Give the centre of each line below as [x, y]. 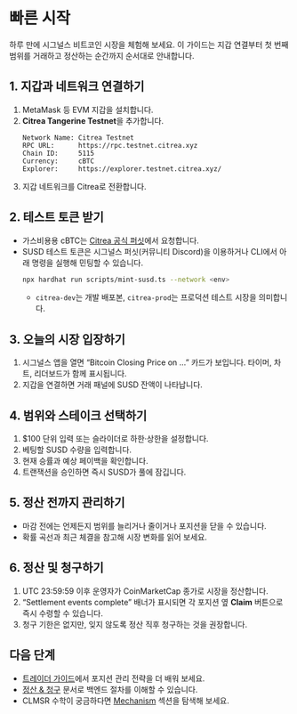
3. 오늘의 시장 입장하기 [68, 339]
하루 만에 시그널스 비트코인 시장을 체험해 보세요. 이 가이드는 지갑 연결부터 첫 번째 [149, 45]
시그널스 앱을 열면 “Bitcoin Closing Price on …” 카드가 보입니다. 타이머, [147, 362]
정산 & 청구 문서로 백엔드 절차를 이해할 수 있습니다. [110, 689]
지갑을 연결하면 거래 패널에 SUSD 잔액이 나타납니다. [112, 385]
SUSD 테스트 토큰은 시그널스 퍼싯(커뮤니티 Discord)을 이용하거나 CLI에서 [149, 251]
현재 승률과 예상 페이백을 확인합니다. [85, 461]
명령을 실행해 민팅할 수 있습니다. [88, 263]
